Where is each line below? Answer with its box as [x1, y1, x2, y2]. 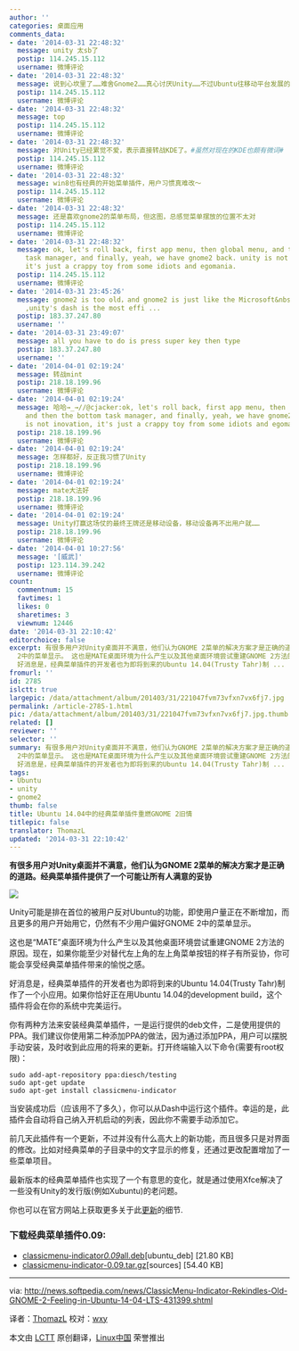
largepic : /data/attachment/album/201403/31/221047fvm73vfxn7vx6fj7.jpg [9, 693, 285, 702]
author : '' [9, 12, 50, 22]
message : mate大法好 [17, 485, 90, 495]
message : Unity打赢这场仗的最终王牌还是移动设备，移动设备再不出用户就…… [17, 519, 260, 528]
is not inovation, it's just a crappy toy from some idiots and [25, 419, 269, 428]
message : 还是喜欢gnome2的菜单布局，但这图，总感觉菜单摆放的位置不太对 [17, 211, 256, 221]
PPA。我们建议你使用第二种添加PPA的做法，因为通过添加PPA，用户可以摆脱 [9, 1031, 287, 1041]
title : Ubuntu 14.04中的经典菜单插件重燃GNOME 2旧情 [9, 809, 193, 818]
